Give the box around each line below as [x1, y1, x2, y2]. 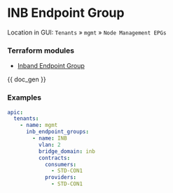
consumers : [44, 161, 77, 168]
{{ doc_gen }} [7, 75, 47, 84]
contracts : [38, 154, 71, 161]
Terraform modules [7, 46, 75, 55]
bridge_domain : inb [38, 147, 96, 155]
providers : [44, 174, 77, 181]
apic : [7, 109, 23, 116]
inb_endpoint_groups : [25, 128, 90, 135]
